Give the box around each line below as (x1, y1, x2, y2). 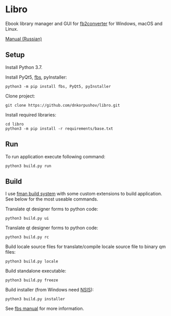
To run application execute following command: (5, 153, 105, 159)
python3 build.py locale (5, 259, 58, 264)
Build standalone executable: (5, 268, 67, 274)
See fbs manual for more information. (5, 305, 84, 312)
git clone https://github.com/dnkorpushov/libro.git (5, 103, 120, 108)
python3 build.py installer (5, 297, 66, 302)
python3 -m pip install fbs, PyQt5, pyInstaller (5, 84, 111, 89)
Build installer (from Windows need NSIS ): (5, 287, 94, 293)
